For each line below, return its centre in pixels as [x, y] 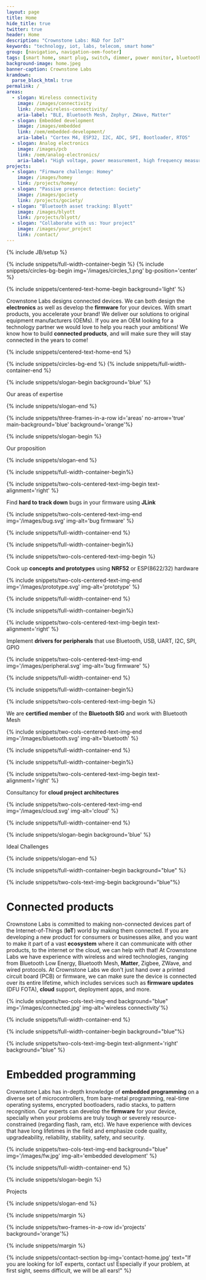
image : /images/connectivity [55, 103]
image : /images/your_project [55, 229]
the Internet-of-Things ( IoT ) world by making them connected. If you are [97, 930]
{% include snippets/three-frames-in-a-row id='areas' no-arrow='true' [96, 417]
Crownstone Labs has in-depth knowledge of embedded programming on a [103, 1092]
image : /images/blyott [46, 212]
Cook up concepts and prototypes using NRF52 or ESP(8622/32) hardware [103, 568]
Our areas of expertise [35, 394]
